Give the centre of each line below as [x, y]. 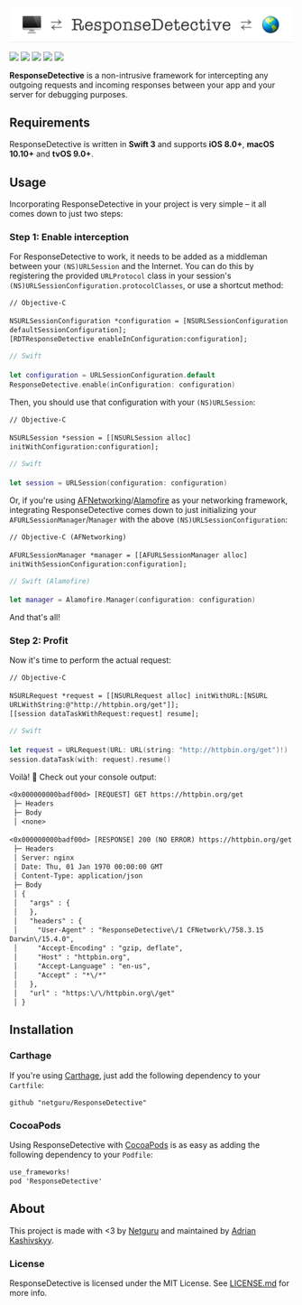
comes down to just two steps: [66, 214]
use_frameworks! [40, 1172]
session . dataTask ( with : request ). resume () [90, 760]
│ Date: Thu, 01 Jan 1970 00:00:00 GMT [88, 867]
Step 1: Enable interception [69, 238]
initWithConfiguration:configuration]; [84, 447]
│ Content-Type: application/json [78, 876]
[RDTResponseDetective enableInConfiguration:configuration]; [128, 340]
